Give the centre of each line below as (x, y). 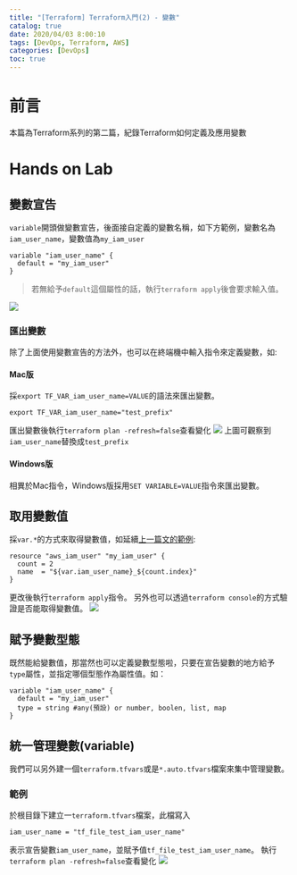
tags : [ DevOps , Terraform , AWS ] (69, 42)
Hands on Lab (61, 169)
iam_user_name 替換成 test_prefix (69, 442)
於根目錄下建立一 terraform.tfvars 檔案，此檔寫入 (100, 815)
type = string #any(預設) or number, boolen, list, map (122, 708)
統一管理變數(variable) (72, 746)
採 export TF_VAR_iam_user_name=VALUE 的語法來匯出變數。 (115, 396)
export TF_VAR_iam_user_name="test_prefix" (91, 413)
